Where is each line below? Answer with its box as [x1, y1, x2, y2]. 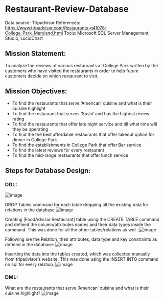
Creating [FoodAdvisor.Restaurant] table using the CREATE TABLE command [5, 217, 160, 223]
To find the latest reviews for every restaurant [12, 147, 104, 153]
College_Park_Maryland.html [5, 30, 63, 36]
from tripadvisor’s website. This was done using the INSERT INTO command [5, 256, 159, 262]
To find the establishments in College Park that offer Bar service [12, 142, 141, 148]
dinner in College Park [12, 136, 57, 143]
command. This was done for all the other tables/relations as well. [5, 227, 138, 233]
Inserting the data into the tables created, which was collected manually [5, 251, 150, 257]
